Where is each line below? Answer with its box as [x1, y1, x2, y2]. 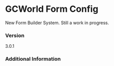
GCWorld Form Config [5, 3, 99, 15]
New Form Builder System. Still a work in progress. [5, 20, 110, 26]
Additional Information [5, 56, 61, 63]
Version [5, 32, 25, 39]
